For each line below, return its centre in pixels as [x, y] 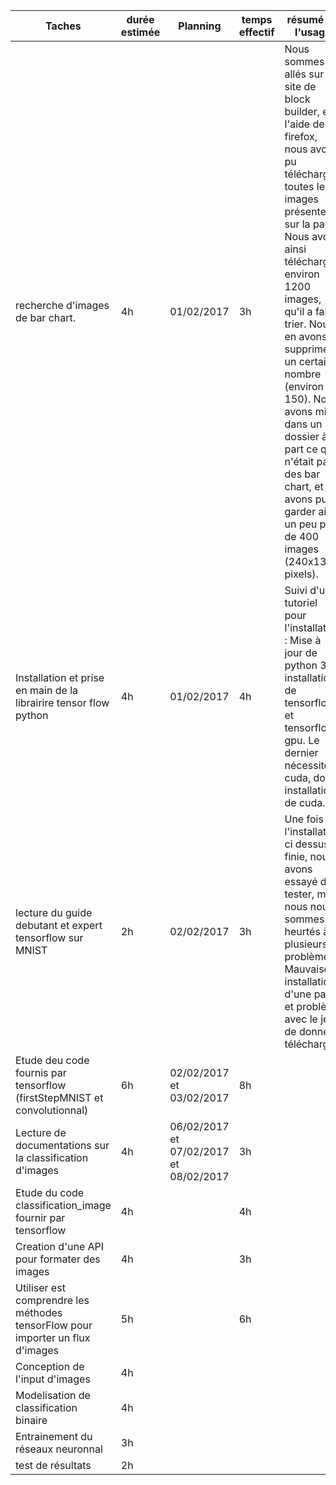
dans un [303, 424]
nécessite [307, 765]
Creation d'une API [60, 1246]
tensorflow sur [49, 937]
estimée [140, 32]
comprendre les [52, 1300]
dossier [302, 436]
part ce [301, 449]
